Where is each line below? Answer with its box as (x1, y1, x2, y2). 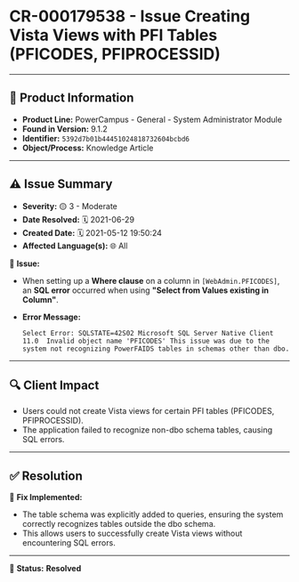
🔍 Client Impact (9, 377, 100, 392)
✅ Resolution (9, 468, 83, 483)
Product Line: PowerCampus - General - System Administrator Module (21, 114, 283, 125)
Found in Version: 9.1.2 (21, 123, 109, 134)
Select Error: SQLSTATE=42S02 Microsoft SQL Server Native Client (21, 328, 274, 337)
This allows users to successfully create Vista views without (21, 528, 243, 539)
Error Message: (21, 311, 82, 322)
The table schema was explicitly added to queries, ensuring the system (21, 509, 284, 520)
